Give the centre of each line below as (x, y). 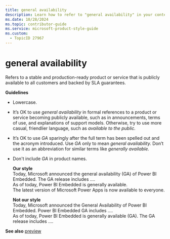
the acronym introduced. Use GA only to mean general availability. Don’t (88, 143)
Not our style (27, 200)
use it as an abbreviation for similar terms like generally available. (81, 149)
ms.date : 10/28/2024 (27, 19)
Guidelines (17, 92)
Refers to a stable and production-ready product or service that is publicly (83, 77)
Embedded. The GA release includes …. (54, 179)
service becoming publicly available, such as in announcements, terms (86, 117)
